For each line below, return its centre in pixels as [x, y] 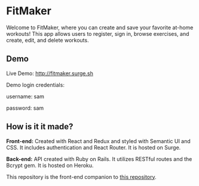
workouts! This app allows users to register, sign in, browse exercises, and [98, 33]
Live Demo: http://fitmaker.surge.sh [50, 73]
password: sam [25, 108]
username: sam [25, 96]
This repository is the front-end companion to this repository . [81, 176]
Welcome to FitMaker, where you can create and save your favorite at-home [100, 27]
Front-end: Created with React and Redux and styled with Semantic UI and [99, 141]
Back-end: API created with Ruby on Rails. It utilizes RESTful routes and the [99, 159]
